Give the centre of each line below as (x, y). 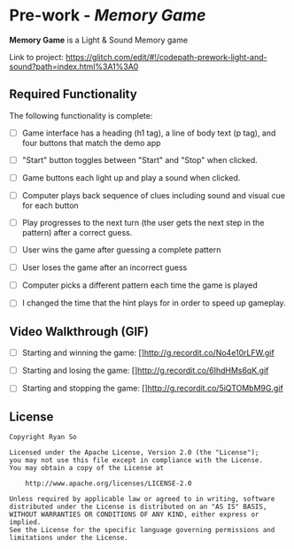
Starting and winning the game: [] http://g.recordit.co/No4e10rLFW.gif (148, 353)
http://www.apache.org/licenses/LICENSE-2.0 (108, 483)
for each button (50, 205)
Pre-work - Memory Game (108, 15)
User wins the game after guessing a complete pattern (121, 250)
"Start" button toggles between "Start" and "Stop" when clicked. (140, 159)
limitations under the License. (69, 538)
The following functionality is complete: (81, 115)
